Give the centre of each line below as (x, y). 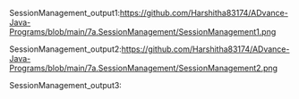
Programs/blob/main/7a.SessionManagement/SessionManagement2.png (144, 68)
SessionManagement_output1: (65, 13)
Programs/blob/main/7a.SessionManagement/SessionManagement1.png (143, 32)
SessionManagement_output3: (66, 85)
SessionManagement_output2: (66, 49)
